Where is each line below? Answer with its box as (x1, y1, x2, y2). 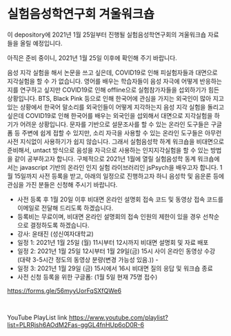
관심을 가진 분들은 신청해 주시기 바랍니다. (7, 180, 118, 188)
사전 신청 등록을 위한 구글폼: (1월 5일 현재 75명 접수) (17, 273, 158, 281)
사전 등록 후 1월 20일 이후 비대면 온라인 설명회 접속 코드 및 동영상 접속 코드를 (17, 195, 224, 204)
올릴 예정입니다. (19, 39, 63, 47)
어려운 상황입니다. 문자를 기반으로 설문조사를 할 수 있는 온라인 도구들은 (19, 120, 210, 128)
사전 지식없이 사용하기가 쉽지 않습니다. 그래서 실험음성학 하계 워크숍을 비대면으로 (7, 137, 225, 146)
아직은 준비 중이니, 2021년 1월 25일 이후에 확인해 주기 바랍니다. (7, 53, 177, 62)
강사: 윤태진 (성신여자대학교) (17, 229, 94, 238)
